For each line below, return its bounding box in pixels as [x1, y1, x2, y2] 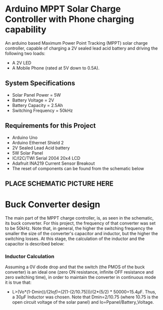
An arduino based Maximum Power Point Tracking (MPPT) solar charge [5, 40, 148, 46]
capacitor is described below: [5, 241, 65, 246]
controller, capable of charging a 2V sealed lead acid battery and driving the [5, 45, 158, 51]
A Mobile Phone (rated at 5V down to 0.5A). [12, 65, 100, 71]
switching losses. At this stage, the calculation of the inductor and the [5, 236, 145, 241]
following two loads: [5, 50, 45, 56]
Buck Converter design [5, 199, 101, 210]
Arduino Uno [12, 135, 38, 140]
